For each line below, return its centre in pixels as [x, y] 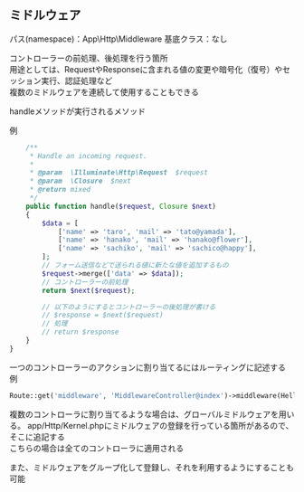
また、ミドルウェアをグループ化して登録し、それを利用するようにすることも [152, 467]
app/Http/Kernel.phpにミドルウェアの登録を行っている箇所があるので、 [160, 425]
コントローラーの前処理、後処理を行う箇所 [89, 58]
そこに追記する [37, 437]
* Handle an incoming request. [88, 156]
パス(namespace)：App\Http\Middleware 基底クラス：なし [119, 39]
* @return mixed [60, 190]
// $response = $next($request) [103, 315]
